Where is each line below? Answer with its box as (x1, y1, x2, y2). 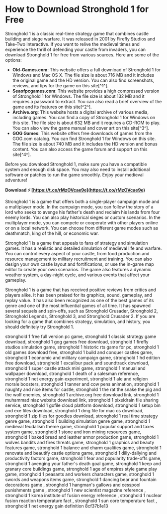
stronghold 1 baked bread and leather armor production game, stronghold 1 (5, 434, 159, 440)
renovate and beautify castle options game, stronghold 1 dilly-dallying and (5, 450, 157, 456)
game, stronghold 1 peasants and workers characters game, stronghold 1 (5, 471, 155, 477)
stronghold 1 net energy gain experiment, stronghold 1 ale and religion (5, 375, 148, 382)
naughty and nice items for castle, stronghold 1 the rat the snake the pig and (5, 386, 161, 392)
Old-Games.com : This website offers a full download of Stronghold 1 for (12, 66, 161, 73)
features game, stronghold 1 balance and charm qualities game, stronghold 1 (5, 445, 162, 451)
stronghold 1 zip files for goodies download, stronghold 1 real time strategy (5, 413, 158, 419)
